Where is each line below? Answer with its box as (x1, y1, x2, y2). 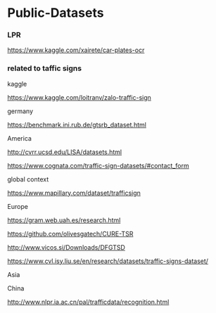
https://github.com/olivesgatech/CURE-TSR (7, 229, 134, 238)
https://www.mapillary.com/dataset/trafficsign (7, 189, 141, 197)
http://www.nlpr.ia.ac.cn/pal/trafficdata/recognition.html (7, 298, 170, 306)
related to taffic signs (7, 63, 82, 73)
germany (7, 107, 34, 115)
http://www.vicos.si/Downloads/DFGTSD (7, 243, 125, 251)
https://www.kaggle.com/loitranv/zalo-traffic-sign (7, 93, 151, 101)
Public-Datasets (7, 5, 104, 21)
